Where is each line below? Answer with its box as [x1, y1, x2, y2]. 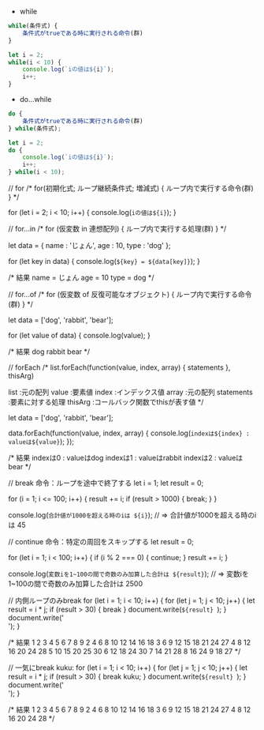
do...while [19, 95, 52, 103]
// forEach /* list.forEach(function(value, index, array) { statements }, [8, 363, 231, 372]
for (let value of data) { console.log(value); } [8, 331, 151, 340]
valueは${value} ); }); [8, 437, 75, 446]
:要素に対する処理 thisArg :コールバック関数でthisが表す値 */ [8, 397, 204, 406]
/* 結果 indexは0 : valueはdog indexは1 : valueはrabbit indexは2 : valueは [8, 453, 244, 462]
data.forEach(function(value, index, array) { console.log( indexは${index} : [8, 428, 250, 438]
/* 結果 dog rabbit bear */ [8, 347, 91, 356]
